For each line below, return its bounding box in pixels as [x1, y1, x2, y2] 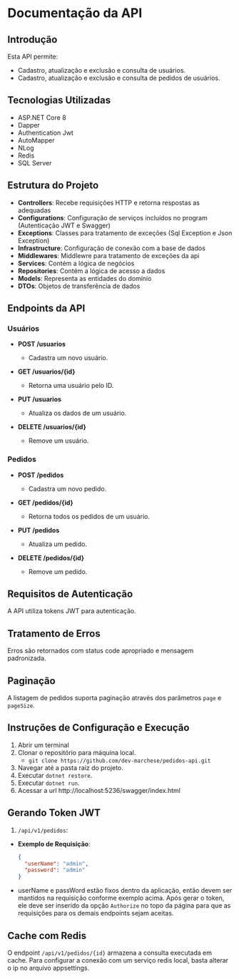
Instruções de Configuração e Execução [7, 722, 190, 734]
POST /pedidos [17, 471, 64, 479]
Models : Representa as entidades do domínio [17, 274, 152, 282]
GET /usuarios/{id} [17, 367, 76, 376]
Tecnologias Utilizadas [7, 94, 111, 106]
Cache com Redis [7, 929, 87, 942]
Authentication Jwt [17, 128, 73, 137]
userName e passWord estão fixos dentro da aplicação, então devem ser [17, 886, 233, 895]
